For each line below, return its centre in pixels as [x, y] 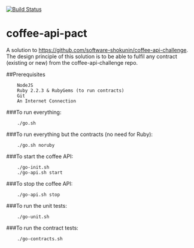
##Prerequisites [26, 74]
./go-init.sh [33, 167]
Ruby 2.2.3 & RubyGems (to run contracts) [71, 90]
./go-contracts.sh [40, 239]
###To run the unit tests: [37, 205]
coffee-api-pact [47, 34]
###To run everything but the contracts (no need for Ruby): [80, 134]
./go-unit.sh [33, 217]
